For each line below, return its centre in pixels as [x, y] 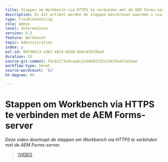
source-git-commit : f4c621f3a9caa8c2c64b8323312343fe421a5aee [71, 61]
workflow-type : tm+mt [28, 66]
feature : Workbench [25, 38]
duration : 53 [19, 56]
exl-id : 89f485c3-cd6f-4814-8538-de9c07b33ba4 [54, 52]
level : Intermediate [27, 29]
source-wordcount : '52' [30, 71]
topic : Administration [29, 43]
